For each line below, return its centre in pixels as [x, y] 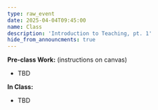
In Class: [20, 87]
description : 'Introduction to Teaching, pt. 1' [80, 33]
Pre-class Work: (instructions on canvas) [67, 60]
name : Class [25, 27]
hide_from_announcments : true [52, 40]
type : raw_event [31, 14]
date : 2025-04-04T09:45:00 [47, 20]
